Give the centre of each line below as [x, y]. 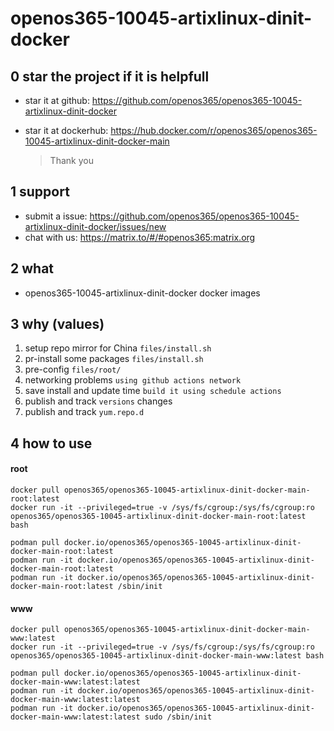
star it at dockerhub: [66, 130]
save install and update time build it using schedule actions [153, 391]
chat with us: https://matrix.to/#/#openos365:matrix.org [140, 237]
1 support [40, 192]
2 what [32, 268]
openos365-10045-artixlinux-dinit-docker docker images [142, 293]
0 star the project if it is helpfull [110, 76]
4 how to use [51, 443]
